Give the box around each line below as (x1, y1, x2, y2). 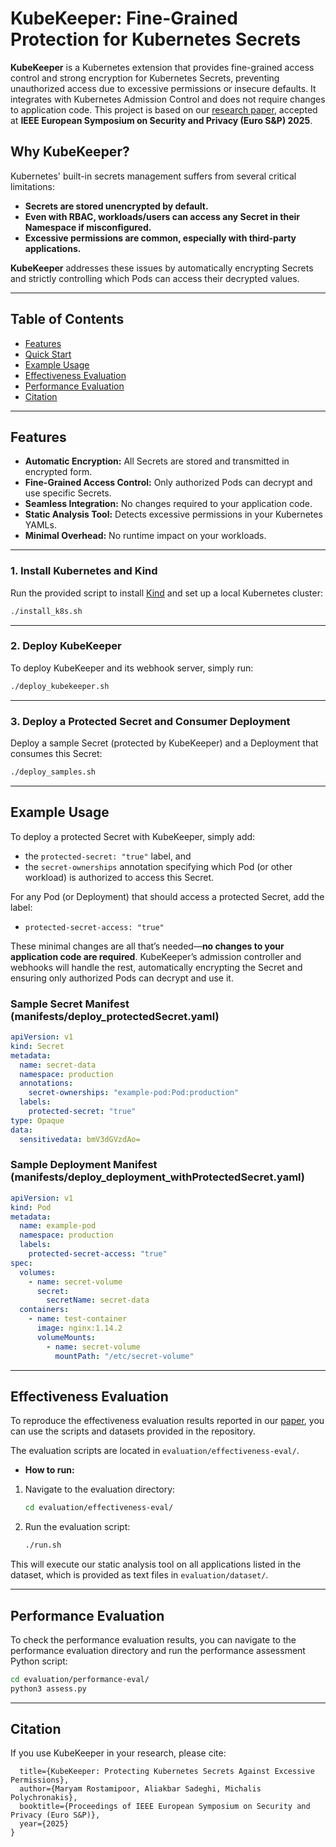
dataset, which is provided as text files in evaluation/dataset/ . (10, 1569, 269, 1581)
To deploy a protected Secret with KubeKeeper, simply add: (10, 830, 256, 842)
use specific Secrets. (24, 487, 112, 499)
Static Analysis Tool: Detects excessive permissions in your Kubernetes (24, 508, 323, 521)
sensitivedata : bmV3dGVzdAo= (19, 1134, 141, 1144)
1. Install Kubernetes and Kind (10, 564, 158, 578)
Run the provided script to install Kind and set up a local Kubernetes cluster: (10, 587, 324, 599)
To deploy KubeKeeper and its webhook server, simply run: (10, 662, 254, 674)
